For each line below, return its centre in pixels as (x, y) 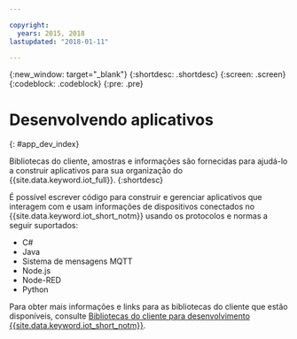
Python (35, 289)
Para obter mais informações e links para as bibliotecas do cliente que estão (148, 307)
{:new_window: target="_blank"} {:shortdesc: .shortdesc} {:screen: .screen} (148, 74)
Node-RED (42, 281)
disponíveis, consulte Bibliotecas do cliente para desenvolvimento (130, 316)
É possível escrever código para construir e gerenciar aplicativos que (136, 197)
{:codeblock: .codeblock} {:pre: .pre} (76, 84)
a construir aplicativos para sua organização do (96, 171)
